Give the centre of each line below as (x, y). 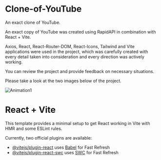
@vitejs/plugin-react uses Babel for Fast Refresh (61, 147)
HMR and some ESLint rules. (34, 128)
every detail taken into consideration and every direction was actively (75, 56)
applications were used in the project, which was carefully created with (77, 52)
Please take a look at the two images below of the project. (63, 81)
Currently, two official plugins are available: (49, 138)
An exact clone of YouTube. (33, 22)
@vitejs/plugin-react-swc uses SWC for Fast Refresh (65, 152)
